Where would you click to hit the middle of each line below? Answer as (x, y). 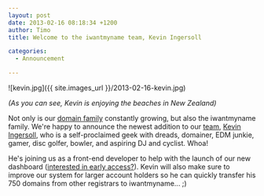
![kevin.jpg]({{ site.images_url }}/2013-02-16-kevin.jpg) (97, 88)
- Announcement (40, 59)
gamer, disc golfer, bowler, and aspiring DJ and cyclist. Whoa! (108, 143)
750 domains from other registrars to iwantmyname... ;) (97, 183)
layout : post (29, 15)
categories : (27, 52)
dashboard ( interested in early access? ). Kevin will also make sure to (119, 167)
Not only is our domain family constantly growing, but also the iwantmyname (132, 118)
